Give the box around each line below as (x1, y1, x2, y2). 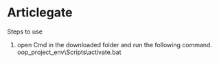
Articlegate (7, 5, 73, 21)
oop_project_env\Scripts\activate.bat (16, 48, 122, 56)
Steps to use (7, 27, 43, 36)
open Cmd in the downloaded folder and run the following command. (16, 40, 213, 49)
